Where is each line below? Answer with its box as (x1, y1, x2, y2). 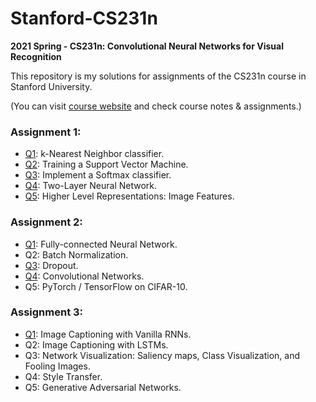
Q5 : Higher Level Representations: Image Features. (24, 190, 235, 202)
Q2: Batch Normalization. (24, 248, 129, 261)
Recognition (10, 50, 62, 62)
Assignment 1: (10, 125, 82, 139)
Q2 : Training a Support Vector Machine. (24, 158, 189, 171)
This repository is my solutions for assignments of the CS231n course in (10, 70, 307, 82)
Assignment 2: (10, 215, 83, 229)
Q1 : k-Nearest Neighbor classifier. (24, 148, 165, 160)
